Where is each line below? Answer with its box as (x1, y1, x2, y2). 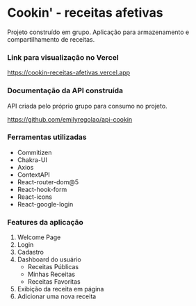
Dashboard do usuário (17, 255, 81, 264)
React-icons (17, 193, 52, 201)
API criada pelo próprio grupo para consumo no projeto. (7, 102, 168, 110)
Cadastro (17, 248, 44, 257)
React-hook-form (17, 185, 67, 193)
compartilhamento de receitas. (7, 35, 95, 43)
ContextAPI (17, 170, 50, 179)
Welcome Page (17, 233, 61, 241)
